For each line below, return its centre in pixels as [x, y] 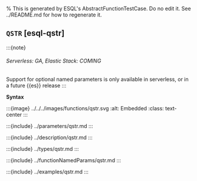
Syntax [15, 97]
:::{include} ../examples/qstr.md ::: [47, 172]
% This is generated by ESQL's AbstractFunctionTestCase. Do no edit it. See [98, 9]
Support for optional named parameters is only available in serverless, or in [97, 80]
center [14, 115]
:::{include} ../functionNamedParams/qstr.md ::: [64, 160]
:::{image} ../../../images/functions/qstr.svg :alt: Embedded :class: [85, 108]
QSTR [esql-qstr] [35, 33]
